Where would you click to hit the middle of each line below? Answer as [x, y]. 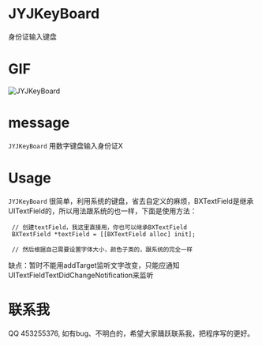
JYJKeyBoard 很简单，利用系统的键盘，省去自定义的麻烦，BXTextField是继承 [131, 201]
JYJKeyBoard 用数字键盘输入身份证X [66, 145]
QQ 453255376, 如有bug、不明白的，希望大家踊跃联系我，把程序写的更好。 [131, 333]
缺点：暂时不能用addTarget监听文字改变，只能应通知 [94, 265]
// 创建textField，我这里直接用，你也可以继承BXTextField [99, 227]
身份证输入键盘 [32, 36]
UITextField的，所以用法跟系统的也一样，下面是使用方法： [103, 211]
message [39, 123]
